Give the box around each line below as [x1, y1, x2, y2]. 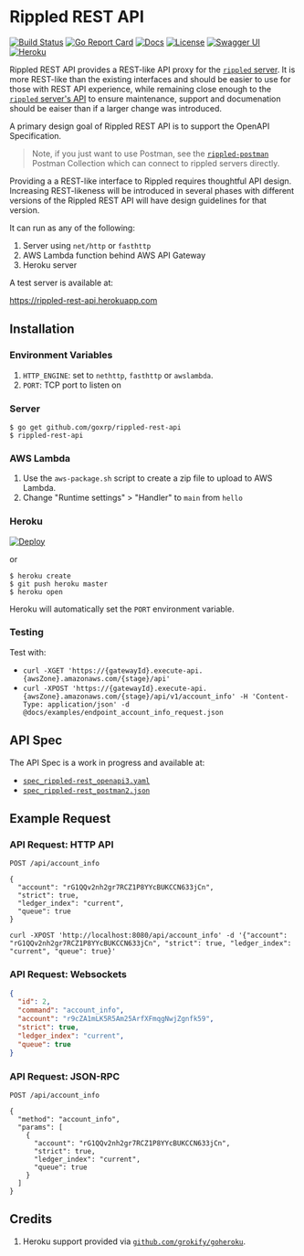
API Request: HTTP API [9, 838, 114, 851]
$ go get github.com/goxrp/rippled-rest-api [9, 422, 182, 431]
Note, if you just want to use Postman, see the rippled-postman [31, 148, 269, 159]
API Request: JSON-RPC [9, 1070, 121, 1082]
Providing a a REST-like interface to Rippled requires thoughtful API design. [9, 176, 292, 186]
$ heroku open [9, 587, 64, 596]
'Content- [251, 692, 289, 701]
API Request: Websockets [9, 968, 128, 981]
